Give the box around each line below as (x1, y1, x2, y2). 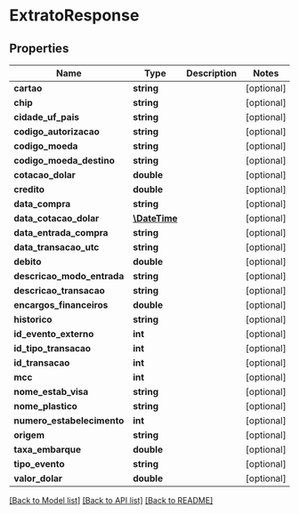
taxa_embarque (13, 444, 82, 455)
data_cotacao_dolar (13, 213, 100, 224)
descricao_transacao (13, 285, 105, 296)
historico (13, 313, 53, 325)
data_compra (13, 197, 71, 210)
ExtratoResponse (9, 5, 140, 26)
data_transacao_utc (13, 241, 100, 253)
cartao (13, 82, 43, 94)
